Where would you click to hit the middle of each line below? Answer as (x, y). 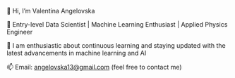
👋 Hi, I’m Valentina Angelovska (51, 11)
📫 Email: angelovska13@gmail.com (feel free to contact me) (94, 67)
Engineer (20, 32)
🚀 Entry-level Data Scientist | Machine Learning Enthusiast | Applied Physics (117, 24)
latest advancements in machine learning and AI (77, 53)
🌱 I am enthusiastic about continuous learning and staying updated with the (116, 45)
